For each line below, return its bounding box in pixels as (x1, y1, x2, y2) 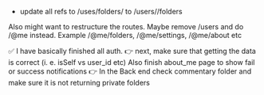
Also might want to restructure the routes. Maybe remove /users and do (8, 22, 244, 31)
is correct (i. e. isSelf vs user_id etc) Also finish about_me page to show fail (8, 58, 255, 66)
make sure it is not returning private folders (8, 78, 150, 87)
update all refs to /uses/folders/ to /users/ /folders (19, 7, 183, 16)
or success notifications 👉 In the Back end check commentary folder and (8, 66, 252, 76)
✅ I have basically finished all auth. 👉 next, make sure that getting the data (8, 47, 257, 55)
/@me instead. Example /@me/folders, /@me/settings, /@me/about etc (8, 31, 242, 40)
